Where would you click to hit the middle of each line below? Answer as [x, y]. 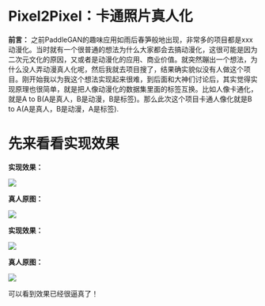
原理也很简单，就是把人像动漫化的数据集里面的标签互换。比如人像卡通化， [136, 89]
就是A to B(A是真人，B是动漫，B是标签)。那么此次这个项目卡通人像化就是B [130, 99]
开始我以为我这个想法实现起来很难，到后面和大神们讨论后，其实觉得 [140, 79]
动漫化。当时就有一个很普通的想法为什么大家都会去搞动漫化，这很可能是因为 [133, 49]
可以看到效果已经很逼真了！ [53, 293]
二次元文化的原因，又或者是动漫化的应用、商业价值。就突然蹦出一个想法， [129, 59]
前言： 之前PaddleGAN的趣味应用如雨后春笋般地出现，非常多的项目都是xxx [131, 40]
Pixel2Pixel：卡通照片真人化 [100, 16]
